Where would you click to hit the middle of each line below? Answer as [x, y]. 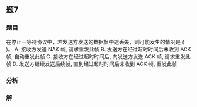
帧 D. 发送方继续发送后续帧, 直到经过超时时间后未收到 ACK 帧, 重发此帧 [92, 64]
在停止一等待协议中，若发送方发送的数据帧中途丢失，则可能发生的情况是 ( [95, 42]
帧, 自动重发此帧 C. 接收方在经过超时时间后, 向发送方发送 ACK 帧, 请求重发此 [98, 56]
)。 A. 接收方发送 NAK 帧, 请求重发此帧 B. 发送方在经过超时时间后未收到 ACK [98, 49]
